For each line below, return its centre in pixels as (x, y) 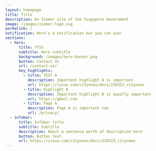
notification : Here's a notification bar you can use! (64, 33)
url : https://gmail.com (52, 99)
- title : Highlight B (46, 89)
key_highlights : (35, 71)
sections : (16, 38)
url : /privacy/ (43, 113)
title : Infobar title (41, 122)
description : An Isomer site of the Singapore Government (67, 19)
